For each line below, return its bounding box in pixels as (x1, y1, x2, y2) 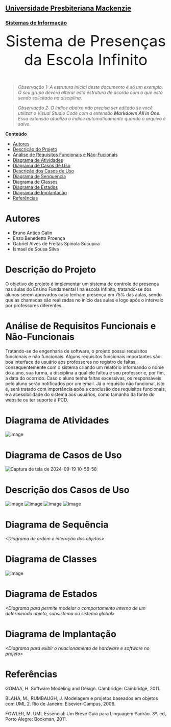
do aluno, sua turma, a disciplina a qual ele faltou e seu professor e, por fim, (5, 369, 165, 375)
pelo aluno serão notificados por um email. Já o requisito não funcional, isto (5, 380, 165, 387)
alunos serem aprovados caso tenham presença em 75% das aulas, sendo (5, 291, 162, 297)
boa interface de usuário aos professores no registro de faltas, (5, 359, 137, 365)
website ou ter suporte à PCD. (5, 396, 68, 403)
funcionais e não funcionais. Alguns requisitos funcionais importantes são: (5, 353, 162, 359)
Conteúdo (5, 131, 27, 137)
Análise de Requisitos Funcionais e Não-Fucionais (12, 152, 118, 158)
